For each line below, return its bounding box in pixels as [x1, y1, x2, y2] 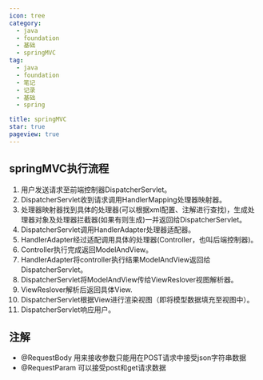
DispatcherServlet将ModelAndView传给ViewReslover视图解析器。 [20, 274, 238, 284]
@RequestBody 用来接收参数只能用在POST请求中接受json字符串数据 [20, 353, 247, 362]
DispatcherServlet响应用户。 [20, 305, 116, 314]
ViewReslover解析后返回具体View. [20, 285, 133, 294]
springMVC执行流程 [9, 162, 110, 176]
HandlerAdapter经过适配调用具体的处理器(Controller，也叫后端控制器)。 [20, 234, 258, 244]
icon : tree [9, 11, 46, 20]
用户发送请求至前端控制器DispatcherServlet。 [20, 185, 172, 194]
